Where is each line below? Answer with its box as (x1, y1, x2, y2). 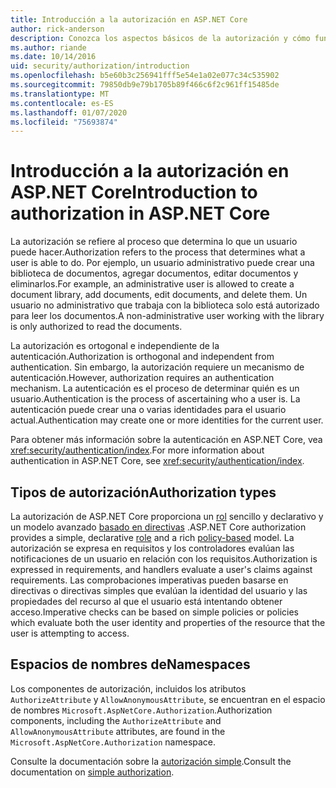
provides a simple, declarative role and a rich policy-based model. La (10, 532, 295, 543)
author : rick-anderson (10, 24, 105, 34)
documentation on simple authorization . (10, 766, 175, 778)
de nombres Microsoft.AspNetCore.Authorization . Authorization (10, 704, 273, 716)
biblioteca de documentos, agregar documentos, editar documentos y (10, 267, 299, 280)
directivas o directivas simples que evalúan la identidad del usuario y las (10, 585, 308, 596)
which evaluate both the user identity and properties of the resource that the (10, 617, 326, 628)
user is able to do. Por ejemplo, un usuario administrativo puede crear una (10, 257, 315, 269)
